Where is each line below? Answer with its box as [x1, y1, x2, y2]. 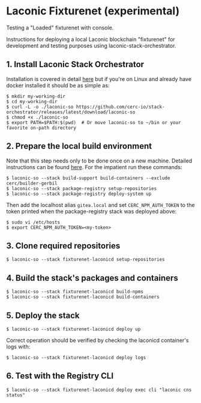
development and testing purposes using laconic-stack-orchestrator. [6, 42, 176, 49]
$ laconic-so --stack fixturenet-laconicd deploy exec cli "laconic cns [6, 387, 192, 393]
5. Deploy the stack [6, 310, 80, 320]
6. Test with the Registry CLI [6, 371, 114, 381]
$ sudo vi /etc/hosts [6, 219, 61, 225]
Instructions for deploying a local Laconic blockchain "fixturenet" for [6, 35, 175, 43]
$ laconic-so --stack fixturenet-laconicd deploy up [6, 326, 141, 332]
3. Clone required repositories [6, 240, 121, 251]
